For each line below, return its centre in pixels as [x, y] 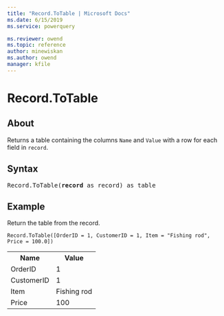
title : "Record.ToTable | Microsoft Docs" [69, 13]
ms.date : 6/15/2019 [35, 20]
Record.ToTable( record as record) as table [81, 185]
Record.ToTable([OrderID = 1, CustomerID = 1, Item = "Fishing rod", [109, 236]
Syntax [23, 169]
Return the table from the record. [54, 223]
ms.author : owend [32, 58]
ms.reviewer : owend [35, 38]
